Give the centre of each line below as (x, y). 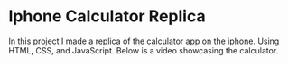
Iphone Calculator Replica (107, 16)
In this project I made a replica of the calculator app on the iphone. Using (144, 41)
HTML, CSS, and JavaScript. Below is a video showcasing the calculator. (144, 50)
